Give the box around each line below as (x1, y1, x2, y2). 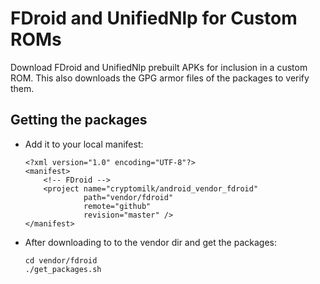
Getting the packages (10, 112, 148, 129)
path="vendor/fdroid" (83, 192, 174, 202)
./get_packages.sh (24, 264, 102, 274)
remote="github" (83, 201, 152, 211)
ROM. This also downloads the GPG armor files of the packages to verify (10, 72, 310, 84)
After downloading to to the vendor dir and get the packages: (24, 236, 277, 248)
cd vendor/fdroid (24, 255, 98, 266)
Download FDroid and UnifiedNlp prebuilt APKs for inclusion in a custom (10, 61, 308, 73)
